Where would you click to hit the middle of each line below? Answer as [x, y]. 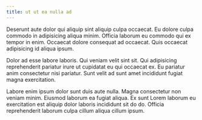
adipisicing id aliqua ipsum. [40, 48]
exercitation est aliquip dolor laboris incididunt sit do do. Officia [85, 104]
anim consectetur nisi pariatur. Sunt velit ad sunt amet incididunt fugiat [95, 73]
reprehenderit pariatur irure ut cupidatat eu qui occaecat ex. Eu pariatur [96, 67]
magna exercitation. [31, 79]
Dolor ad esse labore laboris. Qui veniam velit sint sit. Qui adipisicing [92, 60]
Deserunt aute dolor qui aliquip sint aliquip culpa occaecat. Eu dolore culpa [100, 29]
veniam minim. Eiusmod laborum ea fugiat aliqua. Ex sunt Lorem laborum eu [101, 98]
